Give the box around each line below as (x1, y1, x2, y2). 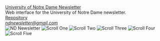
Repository (5, 15, 27, 20)
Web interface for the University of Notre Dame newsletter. (5, 9, 126, 15)
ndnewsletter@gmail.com (5, 20, 58, 26)
